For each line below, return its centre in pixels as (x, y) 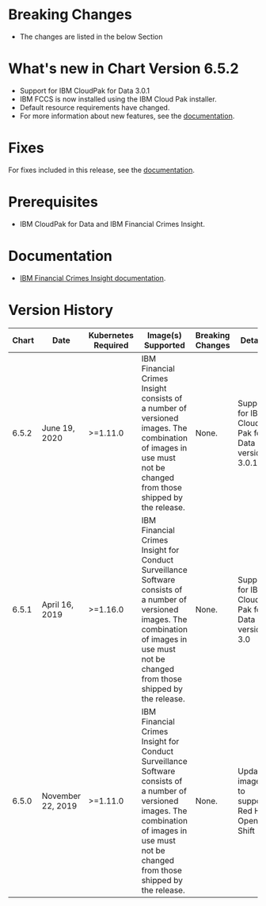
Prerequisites (53, 202)
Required (111, 345)
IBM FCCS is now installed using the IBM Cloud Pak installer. (118, 99)
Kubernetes (111, 335)
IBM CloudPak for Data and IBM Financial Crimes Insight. (112, 224)
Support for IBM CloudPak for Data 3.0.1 (85, 90)
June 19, (58, 428)
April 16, (57, 605)
